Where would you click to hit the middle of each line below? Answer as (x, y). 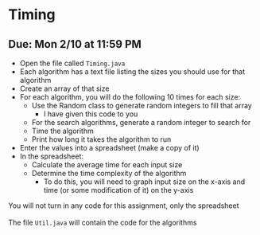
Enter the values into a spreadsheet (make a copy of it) (110, 148)
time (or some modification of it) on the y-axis (118, 190)
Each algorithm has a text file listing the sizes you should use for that (132, 72)
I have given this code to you (91, 114)
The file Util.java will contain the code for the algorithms (103, 222)
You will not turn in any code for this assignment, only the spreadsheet (124, 206)
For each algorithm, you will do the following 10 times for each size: (130, 97)
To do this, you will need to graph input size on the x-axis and (144, 182)
